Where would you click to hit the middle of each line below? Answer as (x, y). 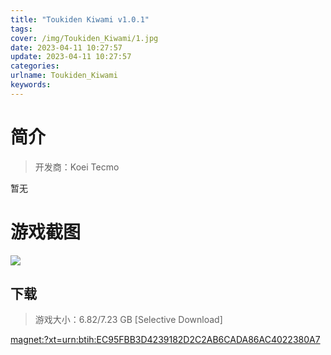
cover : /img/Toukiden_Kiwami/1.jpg (84, 38)
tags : (21, 29)
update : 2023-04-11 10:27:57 (71, 57)
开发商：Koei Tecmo (77, 167)
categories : (35, 66)
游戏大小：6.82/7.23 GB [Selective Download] (128, 320)
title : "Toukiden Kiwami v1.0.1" (80, 19)
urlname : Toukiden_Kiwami (64, 76)
